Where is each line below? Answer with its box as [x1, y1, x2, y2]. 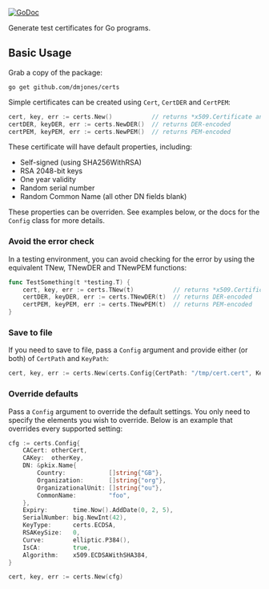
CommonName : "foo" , [37, 491, 130, 499]
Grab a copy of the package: [8, 67, 102, 77]
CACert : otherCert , [22, 446, 88, 455]
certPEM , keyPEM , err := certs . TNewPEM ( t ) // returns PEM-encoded [22, 301, 252, 309]
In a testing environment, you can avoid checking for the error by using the [8, 254, 255, 264]
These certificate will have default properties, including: [8, 142, 192, 152]
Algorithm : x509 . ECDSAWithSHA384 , [22, 550, 149, 559]
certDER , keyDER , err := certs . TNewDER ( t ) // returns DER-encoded [22, 293, 252, 301]
